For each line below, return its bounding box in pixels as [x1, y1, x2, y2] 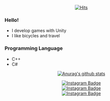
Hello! [4, 17, 19, 23]
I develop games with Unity [11, 28, 67, 34]
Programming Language [4, 45, 63, 52]
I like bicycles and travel [11, 33, 60, 39]
